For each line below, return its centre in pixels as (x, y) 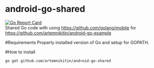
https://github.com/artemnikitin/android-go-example (58, 33)
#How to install (20, 52)
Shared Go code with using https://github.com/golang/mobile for (71, 27)
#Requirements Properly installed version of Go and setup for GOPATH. (77, 42)
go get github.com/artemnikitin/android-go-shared (58, 61)
